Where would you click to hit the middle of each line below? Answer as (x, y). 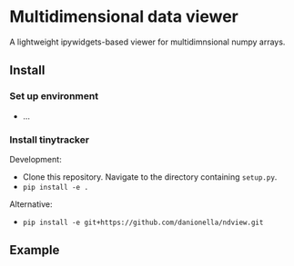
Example (35, 250)
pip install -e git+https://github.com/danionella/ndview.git (143, 222)
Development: (35, 159)
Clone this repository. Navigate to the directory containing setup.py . (150, 177)
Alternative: (31, 204)
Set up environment (54, 96)
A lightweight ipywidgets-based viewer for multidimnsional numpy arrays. (147, 42)
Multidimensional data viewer (124, 17)
